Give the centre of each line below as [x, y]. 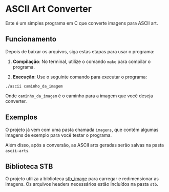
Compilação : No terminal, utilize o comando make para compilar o [82, 61]
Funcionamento [31, 39]
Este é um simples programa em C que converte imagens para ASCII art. [82, 23]
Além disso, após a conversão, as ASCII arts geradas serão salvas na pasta [85, 145]
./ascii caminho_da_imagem [34, 86]
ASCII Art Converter [49, 9]
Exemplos [21, 118]
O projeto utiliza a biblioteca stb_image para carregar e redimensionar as [82, 179]
